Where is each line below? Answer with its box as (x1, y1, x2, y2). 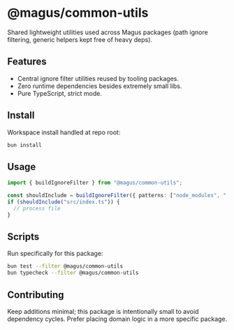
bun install (7, 141, 42, 148)
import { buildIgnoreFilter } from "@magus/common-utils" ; (7, 180, 183, 187)
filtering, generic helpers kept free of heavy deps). (7, 35, 152, 43)
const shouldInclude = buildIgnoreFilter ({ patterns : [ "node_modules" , (7, 192, 220, 199)
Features (7, 56, 47, 68)
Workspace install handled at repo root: (7, 128, 121, 136)
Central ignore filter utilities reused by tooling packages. (17, 74, 180, 82)
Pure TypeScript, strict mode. (17, 89, 103, 97)
